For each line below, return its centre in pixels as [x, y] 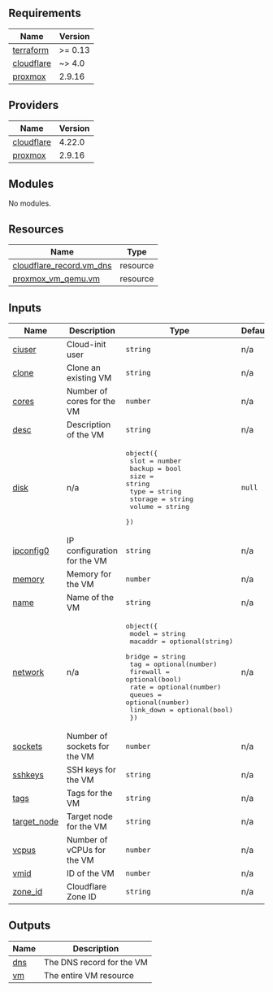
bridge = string [156, 657]
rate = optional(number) [175, 687]
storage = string [161, 499]
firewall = [149, 672]
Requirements [45, 13]
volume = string [160, 507]
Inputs [25, 308]
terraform [31, 50]
